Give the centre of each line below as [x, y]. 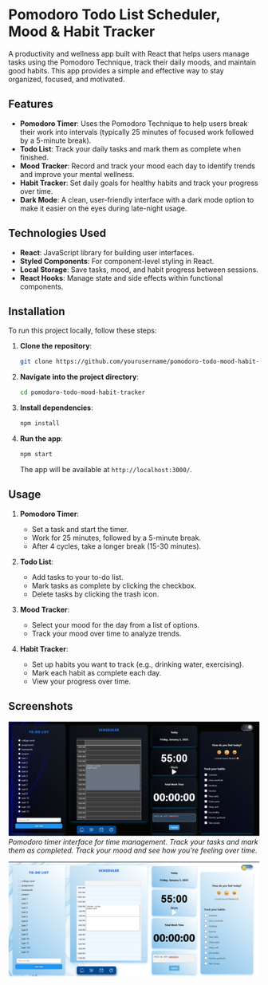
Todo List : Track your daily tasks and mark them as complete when [130, 148]
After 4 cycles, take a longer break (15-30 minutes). [116, 546]
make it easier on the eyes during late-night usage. [103, 208]
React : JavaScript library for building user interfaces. [107, 252]
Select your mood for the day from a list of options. [116, 624]
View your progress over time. [81, 681]
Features [31, 104]
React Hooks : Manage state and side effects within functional [121, 278]
